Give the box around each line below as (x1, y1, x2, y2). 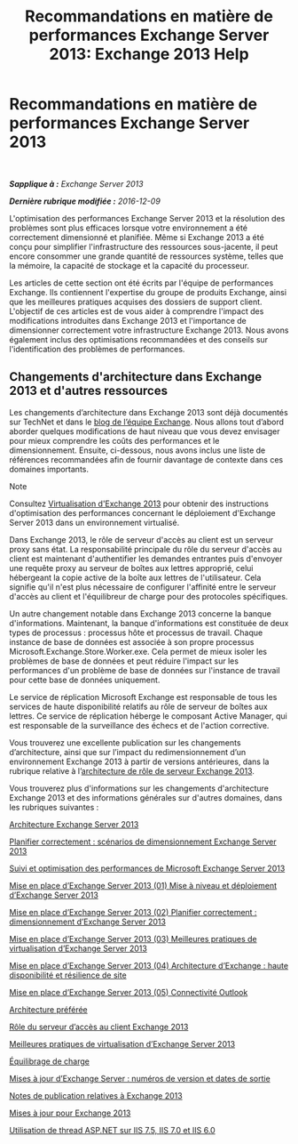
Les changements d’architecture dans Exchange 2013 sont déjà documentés (9, 407, 288, 417)
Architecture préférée (9, 1003, 89, 1015)
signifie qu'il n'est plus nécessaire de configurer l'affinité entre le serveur (9, 581, 277, 592)
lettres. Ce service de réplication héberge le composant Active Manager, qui (9, 710, 288, 721)
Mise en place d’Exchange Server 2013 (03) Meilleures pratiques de (9, 933, 257, 944)
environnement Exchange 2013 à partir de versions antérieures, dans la (9, 756, 270, 767)
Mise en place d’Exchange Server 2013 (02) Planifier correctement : (9, 906, 257, 917)
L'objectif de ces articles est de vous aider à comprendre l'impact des (9, 305, 264, 317)
